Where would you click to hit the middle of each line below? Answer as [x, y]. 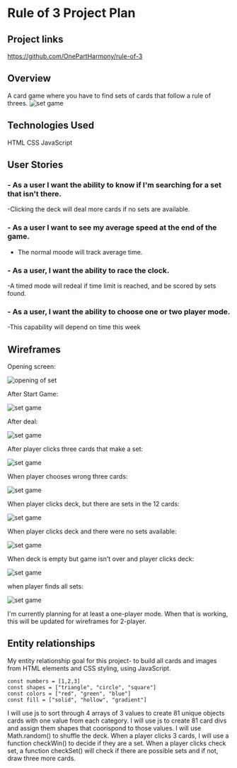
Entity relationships [51, 644]
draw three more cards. [42, 758]
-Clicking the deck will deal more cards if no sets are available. [99, 209]
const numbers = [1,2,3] [44, 681]
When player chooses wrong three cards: [68, 477]
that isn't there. [34, 194]
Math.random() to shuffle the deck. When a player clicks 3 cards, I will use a [118, 735]
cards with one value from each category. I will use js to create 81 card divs [117, 720]
